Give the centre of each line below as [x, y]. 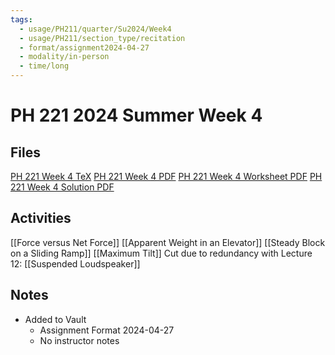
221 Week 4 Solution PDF [62, 187]
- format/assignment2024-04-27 [84, 47]
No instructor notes [79, 340]
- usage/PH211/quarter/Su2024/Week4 [95, 29]
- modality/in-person [64, 57]
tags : [21, 19]
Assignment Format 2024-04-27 [107, 330]
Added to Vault [55, 319]
